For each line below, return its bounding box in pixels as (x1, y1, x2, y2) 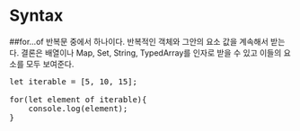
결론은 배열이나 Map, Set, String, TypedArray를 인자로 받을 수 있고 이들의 (21, 47, 282, 58)
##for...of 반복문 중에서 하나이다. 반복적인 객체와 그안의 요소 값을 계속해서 (9, 36, 269, 47)
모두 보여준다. (25, 58, 75, 69)
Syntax (9, 5, 64, 26)
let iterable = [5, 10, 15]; (9, 76, 137, 86)
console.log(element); (28, 103, 128, 113)
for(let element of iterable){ (9, 94, 147, 104)
